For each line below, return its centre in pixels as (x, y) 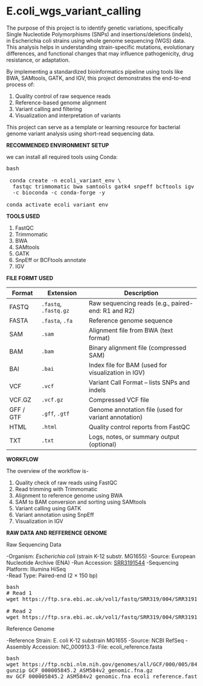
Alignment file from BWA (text (131, 330)
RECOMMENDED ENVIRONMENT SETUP (58, 145)
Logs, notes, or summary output (134, 437)
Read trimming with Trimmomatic (56, 489)
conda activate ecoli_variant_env (57, 204)
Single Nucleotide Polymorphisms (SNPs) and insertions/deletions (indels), (99, 34)
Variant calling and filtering (49, 109)
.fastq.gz (55, 310)
